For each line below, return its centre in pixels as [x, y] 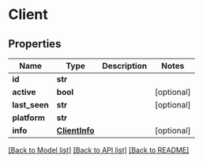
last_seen [31, 105]
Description [125, 66]
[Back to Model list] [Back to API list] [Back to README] [99, 150]
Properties [35, 44]
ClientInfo [75, 130]
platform [29, 118]
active [24, 92]
